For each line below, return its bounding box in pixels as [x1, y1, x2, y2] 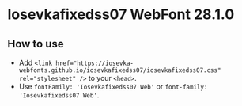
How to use [7, 37, 64, 51]
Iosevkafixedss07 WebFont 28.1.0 [7, 6, 235, 24]
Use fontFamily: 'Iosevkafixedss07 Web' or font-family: [18, 81, 208, 91]
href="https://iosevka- [55, 59, 134, 67]
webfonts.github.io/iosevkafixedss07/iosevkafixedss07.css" [18, 66, 221, 74]
